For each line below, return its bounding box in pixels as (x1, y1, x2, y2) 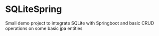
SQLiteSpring (5, 3, 62, 15)
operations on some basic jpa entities (5, 25, 83, 31)
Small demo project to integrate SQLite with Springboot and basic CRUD (5, 20, 154, 26)
